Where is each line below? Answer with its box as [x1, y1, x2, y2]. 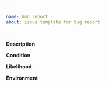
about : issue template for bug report [6, 19, 100, 25]
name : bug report [6, 13, 48, 19]
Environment [6, 74, 38, 81]
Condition [6, 51, 31, 59]
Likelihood [6, 63, 32, 70]
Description [6, 40, 36, 47]
